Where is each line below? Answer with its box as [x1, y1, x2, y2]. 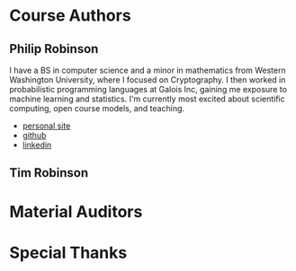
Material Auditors [9, 201, 143, 222]
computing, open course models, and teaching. [9, 103, 185, 113]
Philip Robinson [9, 41, 99, 57]
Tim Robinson [9, 165, 88, 180]
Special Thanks [9, 242, 128, 263]
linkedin [22, 140, 52, 150]
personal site [22, 120, 71, 131]
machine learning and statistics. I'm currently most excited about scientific [9, 93, 285, 104]
